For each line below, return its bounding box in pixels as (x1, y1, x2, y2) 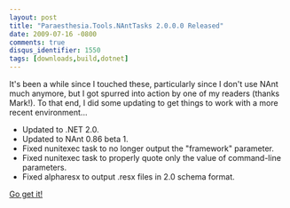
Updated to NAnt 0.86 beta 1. (21, 134, 129, 144)
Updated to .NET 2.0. (21, 124, 99, 134)
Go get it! (9, 188, 43, 199)
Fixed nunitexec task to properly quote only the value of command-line (21, 153, 282, 163)
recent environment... (9, 108, 88, 117)
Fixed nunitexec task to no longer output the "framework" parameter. (21, 143, 275, 154)
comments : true (9, 37, 66, 47)
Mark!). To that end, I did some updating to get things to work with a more (9, 98, 278, 108)
